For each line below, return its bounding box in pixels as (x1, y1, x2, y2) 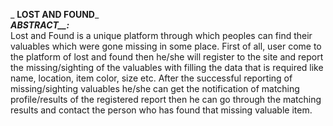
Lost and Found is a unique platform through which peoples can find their (10, 30, 313, 41)
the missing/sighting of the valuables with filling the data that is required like (10, 62, 324, 73)
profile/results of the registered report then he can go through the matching (10, 94, 322, 105)
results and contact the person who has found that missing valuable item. (10, 104, 313, 116)
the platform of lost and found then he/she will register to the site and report (10, 51, 324, 63)
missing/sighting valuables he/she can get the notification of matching (10, 83, 300, 94)
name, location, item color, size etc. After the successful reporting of (10, 72, 293, 84)
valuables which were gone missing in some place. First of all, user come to (10, 40, 322, 52)
